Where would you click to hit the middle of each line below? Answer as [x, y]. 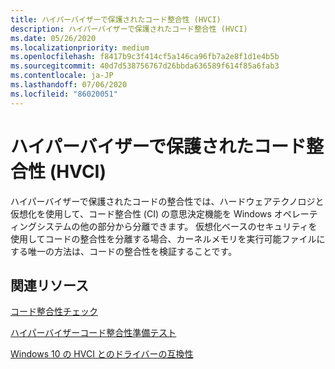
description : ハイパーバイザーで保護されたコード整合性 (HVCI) [129, 29]
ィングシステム [41, 226]
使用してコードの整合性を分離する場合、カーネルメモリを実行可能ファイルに [168, 238]
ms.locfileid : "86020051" [64, 94]
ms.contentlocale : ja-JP [62, 76]
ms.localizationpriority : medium [80, 47]
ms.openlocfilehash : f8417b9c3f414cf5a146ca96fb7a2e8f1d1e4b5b [145, 57]
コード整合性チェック [54, 312]
